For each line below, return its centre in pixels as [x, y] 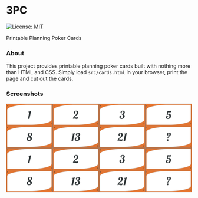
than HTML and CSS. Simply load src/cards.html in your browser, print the [97, 72]
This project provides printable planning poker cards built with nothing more [98, 66]
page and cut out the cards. [40, 79]
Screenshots [25, 94]
